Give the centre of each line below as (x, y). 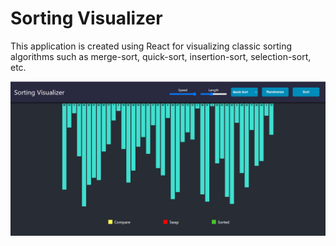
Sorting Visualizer (86, 18)
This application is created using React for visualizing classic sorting (151, 46)
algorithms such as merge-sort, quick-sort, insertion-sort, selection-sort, (161, 56)
